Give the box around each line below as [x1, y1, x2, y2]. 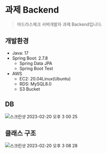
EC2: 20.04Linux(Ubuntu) [19, 76, 71, 81]
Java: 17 [12, 50, 29, 56]
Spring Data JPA [19, 60, 53, 66]
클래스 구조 [5, 129, 36, 137]
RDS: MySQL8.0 [19, 81, 52, 87]
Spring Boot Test [19, 65, 53, 71]
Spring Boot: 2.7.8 [12, 55, 48, 61]
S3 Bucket [19, 86, 40, 92]
